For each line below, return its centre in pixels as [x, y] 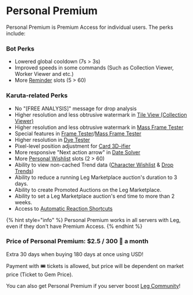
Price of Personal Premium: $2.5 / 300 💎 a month [77, 241]
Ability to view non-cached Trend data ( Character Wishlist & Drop [94, 165]
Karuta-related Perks [37, 95]
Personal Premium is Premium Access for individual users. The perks [90, 27]
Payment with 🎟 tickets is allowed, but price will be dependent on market [95, 266]
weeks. [23, 202]
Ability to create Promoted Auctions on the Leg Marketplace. [88, 190]
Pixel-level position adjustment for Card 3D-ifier [73, 146]
